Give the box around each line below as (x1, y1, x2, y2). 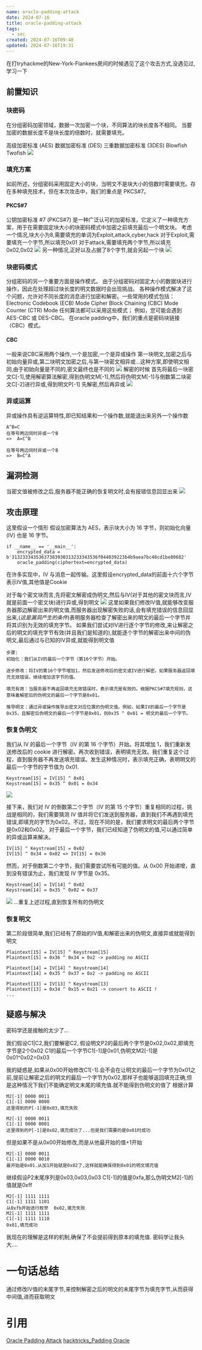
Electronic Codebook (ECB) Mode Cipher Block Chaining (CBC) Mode (6, 299, 179, 307)
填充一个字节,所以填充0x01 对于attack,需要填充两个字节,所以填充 (11, 239, 171, 246)
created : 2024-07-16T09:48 (6, 37, 74, 43)
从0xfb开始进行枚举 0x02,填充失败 (6, 1205, 85, 1211)
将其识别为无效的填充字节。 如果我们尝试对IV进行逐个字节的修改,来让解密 (6, 621, 188, 629)
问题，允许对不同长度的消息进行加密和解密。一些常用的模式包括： (11, 293, 175, 300)
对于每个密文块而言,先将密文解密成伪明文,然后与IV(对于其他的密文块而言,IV (6, 591, 192, 598)
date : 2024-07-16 (6, 14, 50, 21)
